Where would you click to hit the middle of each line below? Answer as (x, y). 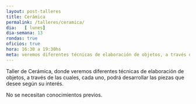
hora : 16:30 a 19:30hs (34, 49)
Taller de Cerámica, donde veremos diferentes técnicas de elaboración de (95, 71)
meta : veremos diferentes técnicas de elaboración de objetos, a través (96, 55)
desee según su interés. (35, 83)
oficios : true (23, 44)
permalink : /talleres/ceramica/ (45, 22)
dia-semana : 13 (24, 33)
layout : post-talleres (34, 11)
